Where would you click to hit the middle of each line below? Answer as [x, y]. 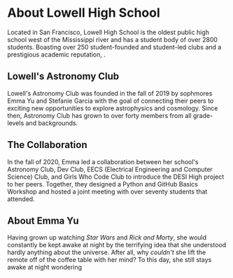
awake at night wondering [45, 268]
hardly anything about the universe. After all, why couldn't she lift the [107, 252]
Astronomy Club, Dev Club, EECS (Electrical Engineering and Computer [110, 169]
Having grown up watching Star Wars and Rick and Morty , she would [107, 237]
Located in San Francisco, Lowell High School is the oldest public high [108, 32]
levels [16, 123]
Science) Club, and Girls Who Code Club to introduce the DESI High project [116, 177]
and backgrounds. [52, 123]
